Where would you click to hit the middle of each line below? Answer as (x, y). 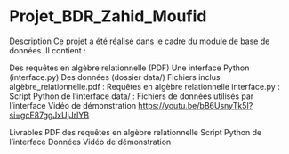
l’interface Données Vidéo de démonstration (90, 142)
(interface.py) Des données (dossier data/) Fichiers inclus (115, 77)
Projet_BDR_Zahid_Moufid (108, 16)
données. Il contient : (48, 50)
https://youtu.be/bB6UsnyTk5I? (195, 105)
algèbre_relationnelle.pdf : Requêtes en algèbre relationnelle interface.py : (144, 86)
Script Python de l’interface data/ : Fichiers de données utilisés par (132, 96)
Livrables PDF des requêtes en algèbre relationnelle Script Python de (136, 132)
